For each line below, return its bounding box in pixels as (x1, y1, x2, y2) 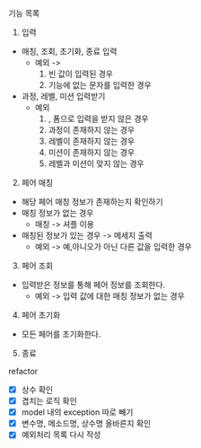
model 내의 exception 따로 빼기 (21, 407, 134, 417)
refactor (8, 366, 39, 376)
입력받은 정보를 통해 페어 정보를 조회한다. (21, 279, 166, 290)
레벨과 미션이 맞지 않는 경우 (48, 158, 144, 169)
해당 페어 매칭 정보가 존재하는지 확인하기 (21, 197, 163, 206)
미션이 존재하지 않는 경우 (48, 147, 135, 157)
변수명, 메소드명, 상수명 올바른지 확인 (21, 418, 152, 429)
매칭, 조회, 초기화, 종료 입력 (21, 46, 118, 57)
